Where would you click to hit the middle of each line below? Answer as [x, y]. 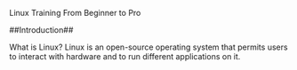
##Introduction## [41, 30]
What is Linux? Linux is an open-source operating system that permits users [148, 47]
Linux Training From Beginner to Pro [75, 13]
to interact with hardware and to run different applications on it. [125, 56]
